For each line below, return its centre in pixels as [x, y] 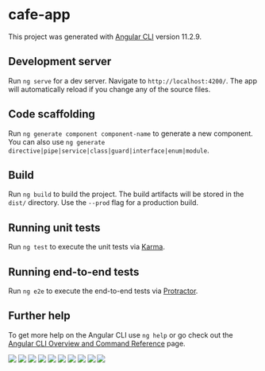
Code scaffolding [52, 114]
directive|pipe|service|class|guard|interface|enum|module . [109, 150]
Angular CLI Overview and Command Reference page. [97, 343]
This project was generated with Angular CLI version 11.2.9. [105, 37]
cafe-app [39, 15]
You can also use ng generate [57, 141]
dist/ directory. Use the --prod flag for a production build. [103, 203]
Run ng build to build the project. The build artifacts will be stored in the [126, 194]
